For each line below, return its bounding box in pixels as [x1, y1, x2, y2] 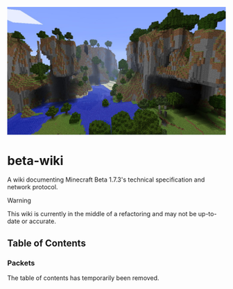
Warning [7, 196, 31, 204]
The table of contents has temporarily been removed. [7, 274, 159, 282]
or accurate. [21, 217, 57, 225]
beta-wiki [7, 152, 64, 168]
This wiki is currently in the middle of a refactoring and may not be [7, 210, 197, 218]
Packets [7, 258, 35, 268]
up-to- [198, 210, 217, 218]
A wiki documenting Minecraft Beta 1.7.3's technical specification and [7, 175, 205, 184]
